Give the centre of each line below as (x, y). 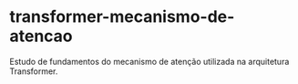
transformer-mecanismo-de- (122, 17)
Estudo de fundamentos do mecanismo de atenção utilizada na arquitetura (149, 61)
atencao (41, 36)
